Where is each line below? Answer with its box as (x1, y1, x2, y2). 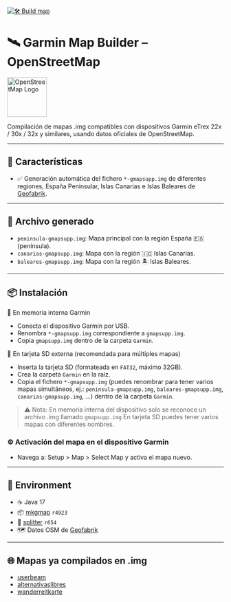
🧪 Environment (7, 480, 71, 491)
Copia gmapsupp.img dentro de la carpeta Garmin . (16, 337, 154, 345)
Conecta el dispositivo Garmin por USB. (16, 322, 130, 330)
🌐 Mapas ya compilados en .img (7, 555, 148, 566)
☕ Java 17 (16, 498, 46, 506)
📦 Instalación (7, 287, 68, 298)
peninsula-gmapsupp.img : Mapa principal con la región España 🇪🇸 (16, 234, 205, 242)
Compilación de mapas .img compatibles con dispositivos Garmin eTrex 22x (7, 122, 222, 131)
